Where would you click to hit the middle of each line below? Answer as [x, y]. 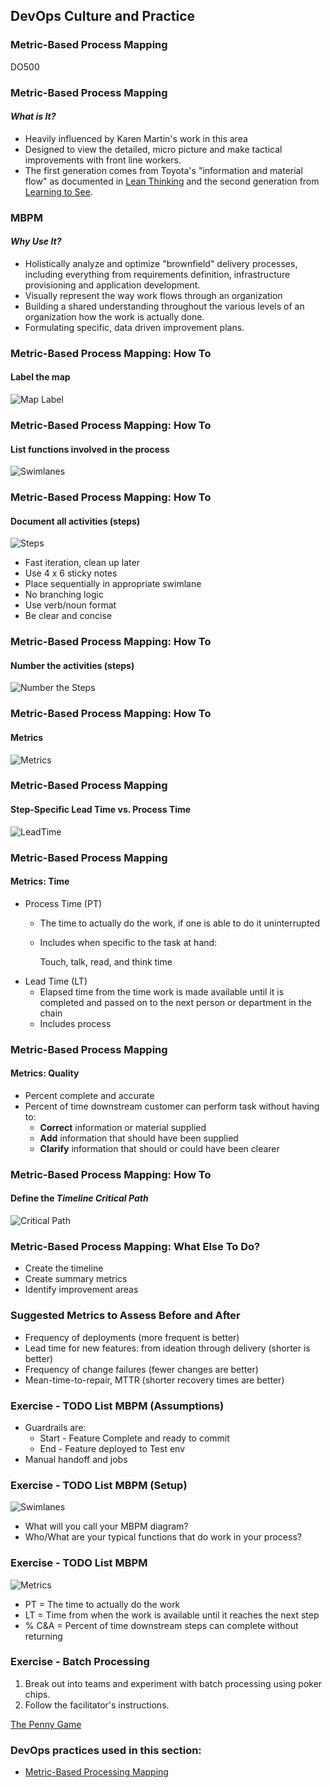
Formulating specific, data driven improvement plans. [134, 327]
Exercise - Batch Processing [80, 1662]
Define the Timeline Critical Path [79, 1198]
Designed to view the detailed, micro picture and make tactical [153, 149]
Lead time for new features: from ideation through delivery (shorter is [167, 1348]
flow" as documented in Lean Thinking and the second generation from [172, 181]
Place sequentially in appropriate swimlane [113, 584]
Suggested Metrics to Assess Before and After [125, 1316]
